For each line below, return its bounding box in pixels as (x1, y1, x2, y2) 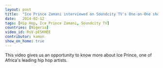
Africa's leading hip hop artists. (5, 57, 68, 63)
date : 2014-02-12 (5, 16, 45, 21)
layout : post (5, 7, 32, 12)
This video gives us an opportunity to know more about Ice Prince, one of (5, 52, 152, 58)
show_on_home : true (5, 39, 45, 44)
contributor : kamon (5, 34, 45, 39)
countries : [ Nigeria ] (5, 25, 49, 30)
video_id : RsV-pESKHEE (5, 30, 51, 34)
